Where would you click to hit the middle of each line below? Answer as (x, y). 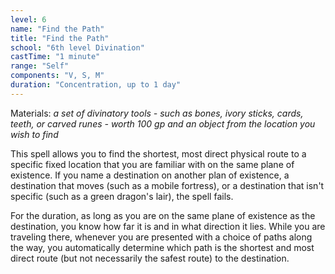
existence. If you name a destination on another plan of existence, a (150, 175)
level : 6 (28, 19)
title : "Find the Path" (60, 38)
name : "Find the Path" (57, 29)
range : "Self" (40, 66)
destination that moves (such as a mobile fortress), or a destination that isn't (167, 185)
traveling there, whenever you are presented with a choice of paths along (161, 237)
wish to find (34, 134)
